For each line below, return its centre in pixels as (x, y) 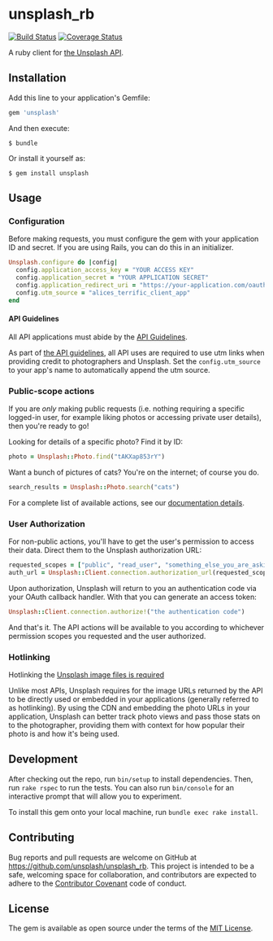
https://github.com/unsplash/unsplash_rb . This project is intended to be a (131, 866)
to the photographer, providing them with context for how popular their (127, 725)
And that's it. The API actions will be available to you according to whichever (136, 627)
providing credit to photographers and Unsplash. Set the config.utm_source (135, 361)
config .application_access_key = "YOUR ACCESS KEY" (105, 270)
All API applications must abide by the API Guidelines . (98, 337)
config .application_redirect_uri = (76, 285)
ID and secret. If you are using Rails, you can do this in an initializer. (121, 247)
